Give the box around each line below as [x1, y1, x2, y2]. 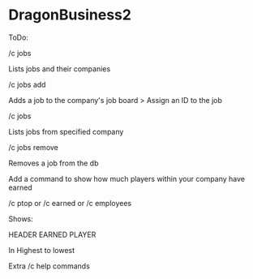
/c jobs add [8, 79, 46, 89]
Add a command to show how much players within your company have [8, 174, 246, 183]
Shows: [8, 213, 34, 224]
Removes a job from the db [8, 158, 99, 168]
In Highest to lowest [8, 245, 75, 255]
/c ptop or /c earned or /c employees [8, 198, 132, 208]
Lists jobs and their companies [8, 63, 111, 74]
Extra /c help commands [8, 261, 91, 271]
